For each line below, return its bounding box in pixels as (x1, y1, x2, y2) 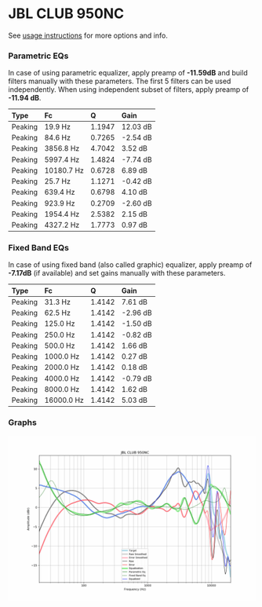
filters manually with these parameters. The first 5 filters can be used (8, 76, 231, 86)
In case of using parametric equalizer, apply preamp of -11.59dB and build (8, 68, 249, 78)
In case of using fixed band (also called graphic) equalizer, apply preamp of (8, 260, 253, 269)
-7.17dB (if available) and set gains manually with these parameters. (8, 269, 226, 278)
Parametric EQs (8, 50, 69, 61)
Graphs (8, 417, 37, 428)
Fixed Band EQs (8, 242, 69, 253)
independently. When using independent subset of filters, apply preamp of (8, 85, 249, 94)
